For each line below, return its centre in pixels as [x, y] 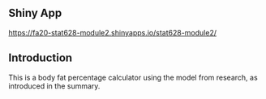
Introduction [41, 58]
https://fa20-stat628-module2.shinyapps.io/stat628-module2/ [113, 32]
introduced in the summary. [54, 86]
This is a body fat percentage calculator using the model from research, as [133, 77]
